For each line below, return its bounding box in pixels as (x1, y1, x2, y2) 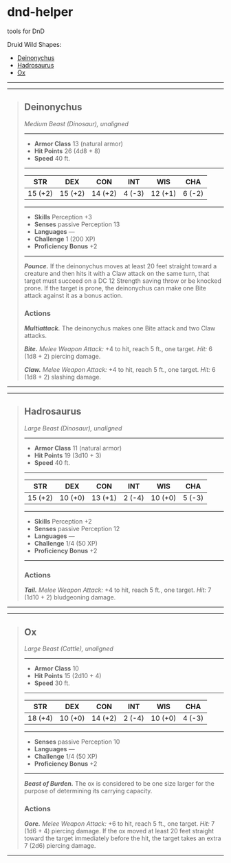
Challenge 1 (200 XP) (34, 235, 96, 243)
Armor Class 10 (34, 664, 79, 673)
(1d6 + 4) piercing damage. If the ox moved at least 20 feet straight (23, 827, 214, 835)
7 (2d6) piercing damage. (23, 842, 96, 850)
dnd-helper (7, 4, 74, 20)
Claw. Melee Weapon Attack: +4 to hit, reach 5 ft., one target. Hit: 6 (23, 366, 216, 374)
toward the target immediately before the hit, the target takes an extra (23, 834, 221, 842)
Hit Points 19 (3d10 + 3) (34, 451, 102, 459)
